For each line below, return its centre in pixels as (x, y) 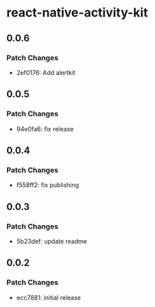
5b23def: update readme (51, 241)
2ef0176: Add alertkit (46, 72)
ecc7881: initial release (49, 297)
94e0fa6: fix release (45, 129)
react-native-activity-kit (77, 13)
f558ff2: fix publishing (48, 185)
